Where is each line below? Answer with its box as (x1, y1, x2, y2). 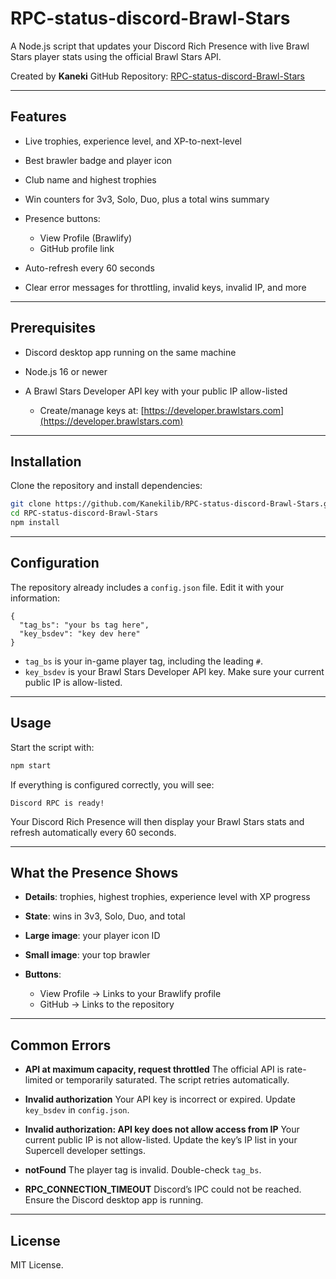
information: (10, 592, 61, 604)
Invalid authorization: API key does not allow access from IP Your (24, 1123, 300, 1136)
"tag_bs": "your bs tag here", (19, 620, 150, 630)
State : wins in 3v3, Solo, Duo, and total (24, 910, 186, 922)
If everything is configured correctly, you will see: (10, 778, 215, 791)
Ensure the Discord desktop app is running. (24, 1194, 204, 1206)
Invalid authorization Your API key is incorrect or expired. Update (24, 1093, 296, 1106)
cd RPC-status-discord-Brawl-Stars (10, 508, 159, 519)
